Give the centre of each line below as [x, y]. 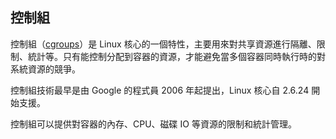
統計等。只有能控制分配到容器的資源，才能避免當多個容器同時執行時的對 [176, 56]
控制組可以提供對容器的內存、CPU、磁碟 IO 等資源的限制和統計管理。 [153, 124]
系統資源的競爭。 [45, 69]
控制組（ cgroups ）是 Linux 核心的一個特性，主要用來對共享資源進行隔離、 [163, 44]
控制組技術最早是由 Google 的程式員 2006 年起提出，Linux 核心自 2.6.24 [160, 90]
